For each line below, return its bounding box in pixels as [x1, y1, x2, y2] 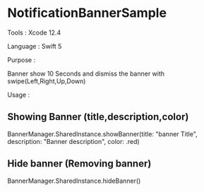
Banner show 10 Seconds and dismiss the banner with [7, 69, 164, 78]
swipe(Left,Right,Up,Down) [7, 76, 86, 85]
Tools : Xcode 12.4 [7, 28, 61, 37]
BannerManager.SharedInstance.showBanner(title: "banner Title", [7, 129, 198, 138]
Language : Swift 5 [7, 42, 62, 50]
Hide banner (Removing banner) [7, 157, 152, 170]
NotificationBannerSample [7, 5, 167, 21]
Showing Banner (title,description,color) [7, 111, 189, 123]
